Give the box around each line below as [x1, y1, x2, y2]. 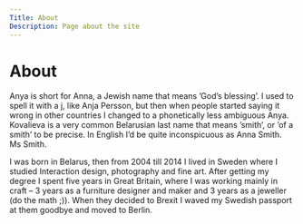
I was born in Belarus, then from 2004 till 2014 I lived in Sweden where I [9, 156, 279, 168]
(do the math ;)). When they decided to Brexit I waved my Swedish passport [9, 195, 293, 206]
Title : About [9, 13, 59, 23]
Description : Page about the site [9, 22, 141, 31]
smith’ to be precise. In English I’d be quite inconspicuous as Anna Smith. [9, 129, 283, 141]
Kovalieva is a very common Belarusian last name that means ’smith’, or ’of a [9, 120, 294, 131]
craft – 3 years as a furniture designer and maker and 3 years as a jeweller [9, 185, 288, 196]
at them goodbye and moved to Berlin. [9, 205, 152, 216]
